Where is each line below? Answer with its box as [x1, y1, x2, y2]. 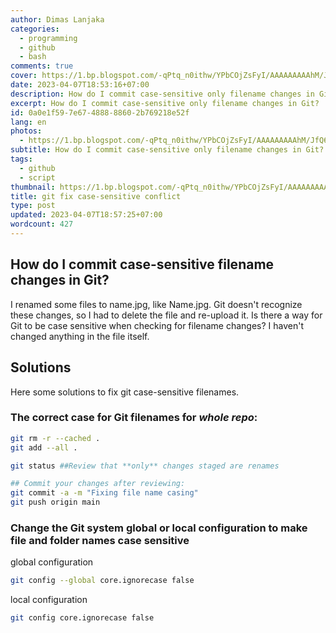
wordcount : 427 [10, 219, 74, 230]
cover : [10, 71, 38, 81]
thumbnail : [10, 182, 56, 192]
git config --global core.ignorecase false [10, 576, 195, 586]
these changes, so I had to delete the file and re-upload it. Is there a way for [10, 309, 323, 321]
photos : [10, 126, 43, 136]
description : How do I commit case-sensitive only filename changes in [10, 89, 315, 99]
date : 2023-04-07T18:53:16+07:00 [10, 80, 150, 90]
